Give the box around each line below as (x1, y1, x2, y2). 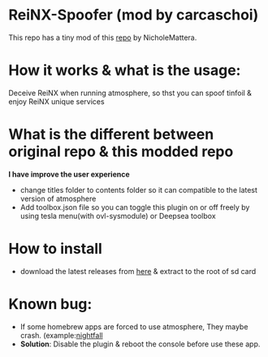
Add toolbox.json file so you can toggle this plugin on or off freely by (19, 202, 250, 212)
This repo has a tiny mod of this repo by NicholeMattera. (8, 33, 197, 42)
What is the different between (8, 125, 214, 144)
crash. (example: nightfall (19, 330, 103, 340)
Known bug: (8, 294, 93, 313)
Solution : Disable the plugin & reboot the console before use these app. (19, 339, 261, 349)
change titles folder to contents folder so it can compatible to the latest (19, 185, 258, 194)
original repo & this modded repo (8, 142, 234, 161)
